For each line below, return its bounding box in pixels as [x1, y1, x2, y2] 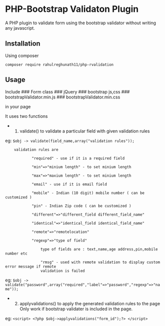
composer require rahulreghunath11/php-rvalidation [5, 62, 114, 67]
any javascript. [5, 25, 35, 31]
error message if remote [5, 264, 56, 269]
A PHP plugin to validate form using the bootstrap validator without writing [5, 20, 157, 26]
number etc [5, 251, 28, 256]
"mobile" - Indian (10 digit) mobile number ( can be [31, 190, 145, 195]
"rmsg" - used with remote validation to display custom [40, 260, 161, 265]
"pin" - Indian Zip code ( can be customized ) [31, 203, 132, 208]
